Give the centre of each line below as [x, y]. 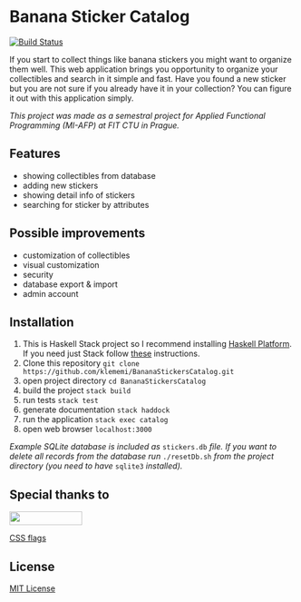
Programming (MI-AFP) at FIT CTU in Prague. [94, 125]
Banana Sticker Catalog [100, 17]
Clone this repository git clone [81, 363]
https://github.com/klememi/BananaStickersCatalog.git [128, 372]
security [38, 274]
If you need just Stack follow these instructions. [111, 354]
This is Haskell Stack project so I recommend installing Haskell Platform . [157, 344]
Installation [42, 322]
